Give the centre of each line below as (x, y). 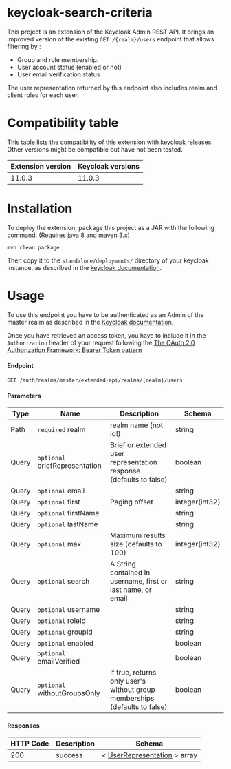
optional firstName (68, 513)
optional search (64, 582)
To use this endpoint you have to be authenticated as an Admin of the (106, 314)
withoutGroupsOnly (69, 693)
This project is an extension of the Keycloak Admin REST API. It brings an (111, 32)
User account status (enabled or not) (69, 67)
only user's (128, 681)
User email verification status (58, 74)
